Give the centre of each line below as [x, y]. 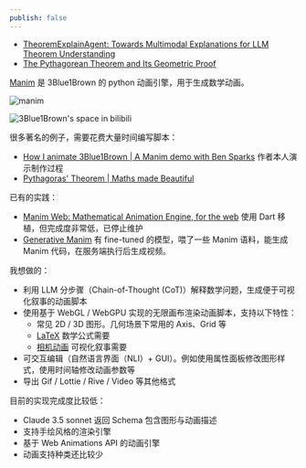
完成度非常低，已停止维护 [95, 228]
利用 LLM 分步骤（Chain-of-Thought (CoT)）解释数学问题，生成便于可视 [158, 290]
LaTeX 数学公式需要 [73, 335]
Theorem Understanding [69, 53]
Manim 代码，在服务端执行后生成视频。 [97, 250]
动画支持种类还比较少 [63, 454]
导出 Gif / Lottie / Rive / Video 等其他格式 [99, 381]
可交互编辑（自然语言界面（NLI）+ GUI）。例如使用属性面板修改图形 [150, 358]
